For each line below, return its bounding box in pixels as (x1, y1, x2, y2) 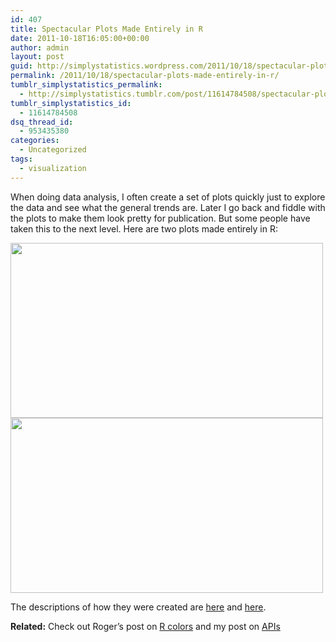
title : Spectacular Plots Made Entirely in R (10, 24, 203, 34)
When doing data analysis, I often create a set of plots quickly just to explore (10, 191, 326, 203)
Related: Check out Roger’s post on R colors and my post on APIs (10, 620, 281, 632)
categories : (10, 136, 60, 146)
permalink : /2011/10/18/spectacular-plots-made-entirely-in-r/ (10, 71, 280, 81)
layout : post (10, 52, 65, 62)
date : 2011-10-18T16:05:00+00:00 (10, 33, 150, 43)
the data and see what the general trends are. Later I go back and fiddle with (10, 201, 326, 213)
